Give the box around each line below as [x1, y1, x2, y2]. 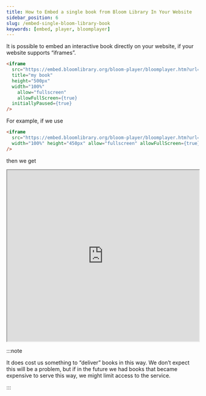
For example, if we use [6, 117, 63, 125]
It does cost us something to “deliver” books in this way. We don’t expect [6, 359, 190, 366]
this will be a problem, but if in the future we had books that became [6, 365, 178, 372]
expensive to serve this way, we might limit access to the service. [6, 372, 171, 379]
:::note [6, 347, 23, 354]
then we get [6, 157, 37, 164]
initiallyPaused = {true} [12, 101, 72, 107]
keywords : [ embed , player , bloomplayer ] [6, 26, 111, 32]
